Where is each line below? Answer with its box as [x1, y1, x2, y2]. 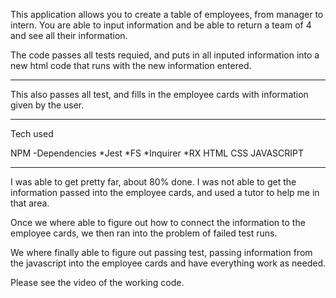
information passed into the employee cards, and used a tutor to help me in [10, 187, 320, 198]
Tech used [10, 128, 54, 139]
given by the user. [10, 99, 85, 111]
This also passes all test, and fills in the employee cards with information [10, 89, 309, 100]
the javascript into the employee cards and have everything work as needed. [10, 257, 326, 269]
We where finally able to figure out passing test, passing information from [10, 247, 313, 258]
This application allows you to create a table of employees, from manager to [10, 9, 324, 20]
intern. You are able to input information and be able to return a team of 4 [10, 19, 312, 31]
